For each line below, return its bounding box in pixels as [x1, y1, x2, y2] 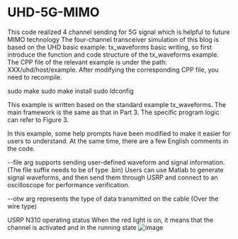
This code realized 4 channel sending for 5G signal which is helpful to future [7, 28, 230, 36]
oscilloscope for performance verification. [7, 180, 130, 189]
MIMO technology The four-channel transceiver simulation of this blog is [7, 35, 220, 43]
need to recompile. [7, 72, 62, 82]
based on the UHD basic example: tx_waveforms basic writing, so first [7, 43, 212, 51]
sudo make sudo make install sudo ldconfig [7, 87, 134, 95]
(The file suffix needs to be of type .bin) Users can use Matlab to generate [7, 165, 225, 174]
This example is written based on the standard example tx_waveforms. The [7, 100, 227, 109]
